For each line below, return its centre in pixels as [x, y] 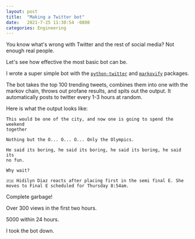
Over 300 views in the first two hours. [52, 208]
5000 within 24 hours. [33, 220]
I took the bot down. [30, 231]
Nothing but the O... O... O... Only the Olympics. [70, 140]
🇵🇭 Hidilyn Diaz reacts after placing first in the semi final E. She [95, 181]
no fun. [15, 161]
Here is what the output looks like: [47, 108]
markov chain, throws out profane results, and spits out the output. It [88, 91]
